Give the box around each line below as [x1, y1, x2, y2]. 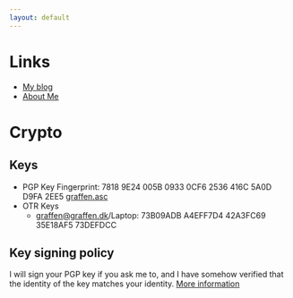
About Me [22, 90, 60, 101]
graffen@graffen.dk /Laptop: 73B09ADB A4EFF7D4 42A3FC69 [35, 209, 266, 220]
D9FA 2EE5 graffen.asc [22, 191, 108, 201]
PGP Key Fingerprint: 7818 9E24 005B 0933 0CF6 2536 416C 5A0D [22, 181, 272, 192]
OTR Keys [22, 200, 60, 211]
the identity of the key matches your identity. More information [9, 278, 240, 289]
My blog [22, 81, 54, 92]
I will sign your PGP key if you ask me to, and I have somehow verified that [9, 269, 284, 280]
